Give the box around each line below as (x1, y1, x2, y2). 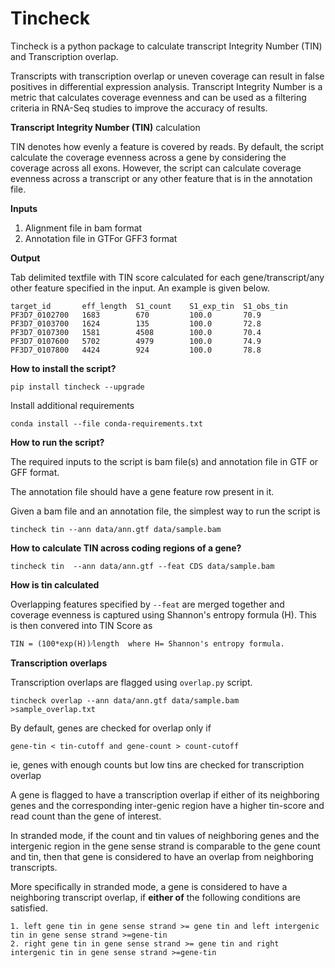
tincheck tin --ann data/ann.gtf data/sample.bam (10, 524, 222, 534)
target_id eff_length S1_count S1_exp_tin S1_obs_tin (10, 301, 288, 311)
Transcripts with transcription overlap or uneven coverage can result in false (10, 70, 325, 82)
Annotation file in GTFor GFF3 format (24, 232, 178, 244)
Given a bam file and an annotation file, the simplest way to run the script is (10, 505, 321, 517)
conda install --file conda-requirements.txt (10, 418, 203, 429)
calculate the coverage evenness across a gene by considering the (10, 151, 287, 163)
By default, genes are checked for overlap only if (10, 722, 212, 734)
